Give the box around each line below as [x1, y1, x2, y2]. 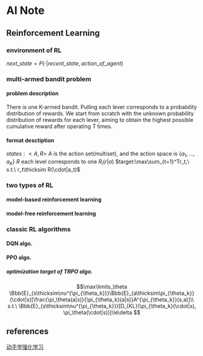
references [6, 326, 49, 337]
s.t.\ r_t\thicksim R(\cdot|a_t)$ [6, 166, 81, 173]
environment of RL [6, 46, 62, 55]
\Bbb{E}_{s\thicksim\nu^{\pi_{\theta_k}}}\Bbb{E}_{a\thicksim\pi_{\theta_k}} [8, 289, 195, 297]
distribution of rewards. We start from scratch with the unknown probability [6, 110, 194, 117]
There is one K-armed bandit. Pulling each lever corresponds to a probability [6, 104, 198, 110]
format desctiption [6, 136, 55, 144]
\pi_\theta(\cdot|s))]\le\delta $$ [63, 309, 141, 316]
